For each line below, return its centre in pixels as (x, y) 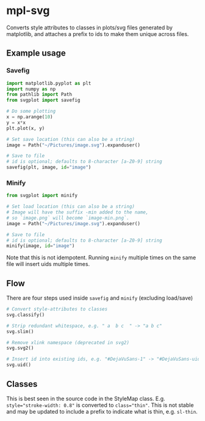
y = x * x (16, 123)
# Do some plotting (31, 111)
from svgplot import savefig (43, 100)
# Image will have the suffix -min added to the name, (77, 212)
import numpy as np (31, 89)
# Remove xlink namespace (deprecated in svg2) (68, 342)
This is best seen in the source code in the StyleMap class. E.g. (86, 398)
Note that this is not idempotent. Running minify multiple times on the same (101, 257)
